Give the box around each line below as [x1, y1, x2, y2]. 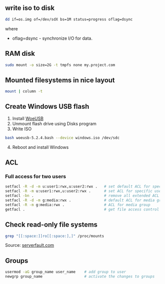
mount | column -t [5, 89, 43, 94]
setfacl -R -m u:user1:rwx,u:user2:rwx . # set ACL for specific [5, 189, 153, 194]
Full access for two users [5, 173, 66, 180]
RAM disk [5, 49, 35, 58]
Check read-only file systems [5, 220, 98, 229]
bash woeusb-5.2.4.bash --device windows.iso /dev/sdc [5, 135, 120, 140]
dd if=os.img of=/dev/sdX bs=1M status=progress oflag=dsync [5, 17, 133, 22]
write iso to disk [5, 4, 55, 12]
